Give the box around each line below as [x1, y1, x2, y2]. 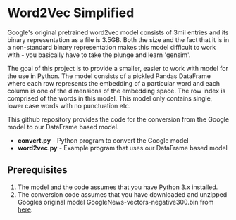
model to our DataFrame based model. [7, 122, 119, 131]
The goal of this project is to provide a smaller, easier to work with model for [7, 64, 229, 72]
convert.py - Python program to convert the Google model [17, 136, 189, 145]
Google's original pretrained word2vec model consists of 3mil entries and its [7, 28, 229, 37]
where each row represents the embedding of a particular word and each [7, 79, 221, 87]
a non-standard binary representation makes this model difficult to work [7, 43, 216, 51]
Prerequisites [7, 164, 68, 176]
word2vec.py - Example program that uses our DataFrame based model [17, 143, 228, 152]
